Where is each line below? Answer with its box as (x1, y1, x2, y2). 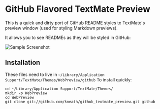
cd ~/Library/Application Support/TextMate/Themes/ (5, 86, 113, 91)
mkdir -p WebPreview (5, 90, 48, 96)
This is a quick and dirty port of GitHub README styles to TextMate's (5, 20, 145, 26)
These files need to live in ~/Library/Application (5, 72, 105, 77)
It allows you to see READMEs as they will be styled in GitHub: (5, 35, 131, 40)
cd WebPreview (5, 95, 34, 100)
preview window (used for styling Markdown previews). (5, 25, 118, 31)
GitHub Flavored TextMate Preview (5, 3, 151, 15)
